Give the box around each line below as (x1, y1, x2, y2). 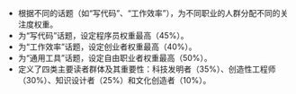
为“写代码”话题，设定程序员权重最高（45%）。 (17, 30, 189, 40)
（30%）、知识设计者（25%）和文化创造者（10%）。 (17, 75, 211, 85)
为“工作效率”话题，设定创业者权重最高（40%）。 (17, 41, 197, 52)
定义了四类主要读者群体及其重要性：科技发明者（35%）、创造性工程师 (17, 64, 276, 74)
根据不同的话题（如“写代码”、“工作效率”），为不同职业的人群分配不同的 (17, 8, 281, 18)
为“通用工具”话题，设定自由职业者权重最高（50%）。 (17, 53, 213, 63)
